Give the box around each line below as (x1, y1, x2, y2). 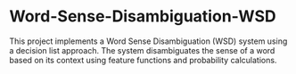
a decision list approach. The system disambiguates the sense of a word (9, 45, 275, 55)
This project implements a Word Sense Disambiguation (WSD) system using (9, 36, 288, 46)
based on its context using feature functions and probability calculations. (9, 54, 277, 65)
